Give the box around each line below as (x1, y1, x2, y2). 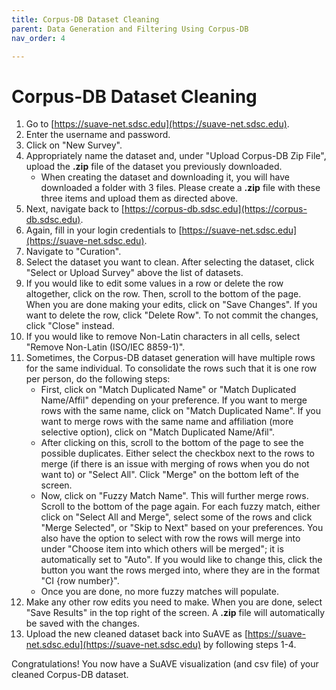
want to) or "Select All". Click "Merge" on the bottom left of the (40, 469, 299, 481)
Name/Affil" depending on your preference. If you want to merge (40, 394, 308, 406)
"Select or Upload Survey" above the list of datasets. (25, 267, 244, 279)
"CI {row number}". (40, 575, 120, 587)
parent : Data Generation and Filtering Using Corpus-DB (11, 24, 249, 34)
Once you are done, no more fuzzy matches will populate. (40, 586, 279, 598)
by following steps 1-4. (202, 639, 297, 651)
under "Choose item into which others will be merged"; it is (40, 543, 284, 555)
